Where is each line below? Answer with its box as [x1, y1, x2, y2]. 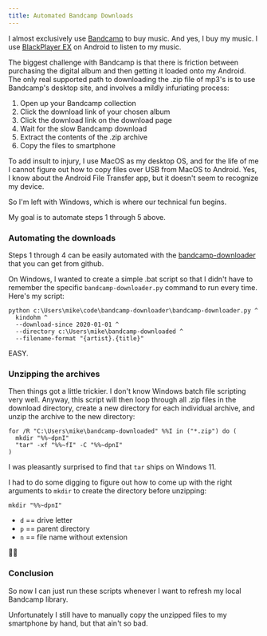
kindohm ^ [15, 313, 48, 321]
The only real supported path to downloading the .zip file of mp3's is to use [8, 74, 256, 84]
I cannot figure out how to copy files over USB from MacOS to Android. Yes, [8, 164, 257, 174]
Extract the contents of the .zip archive [19, 132, 148, 142]
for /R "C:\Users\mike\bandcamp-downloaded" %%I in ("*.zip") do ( [8, 427, 238, 435]
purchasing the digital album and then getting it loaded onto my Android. [8, 65, 246, 76]
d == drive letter [19, 516, 73, 525]
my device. [8, 181, 45, 191]
